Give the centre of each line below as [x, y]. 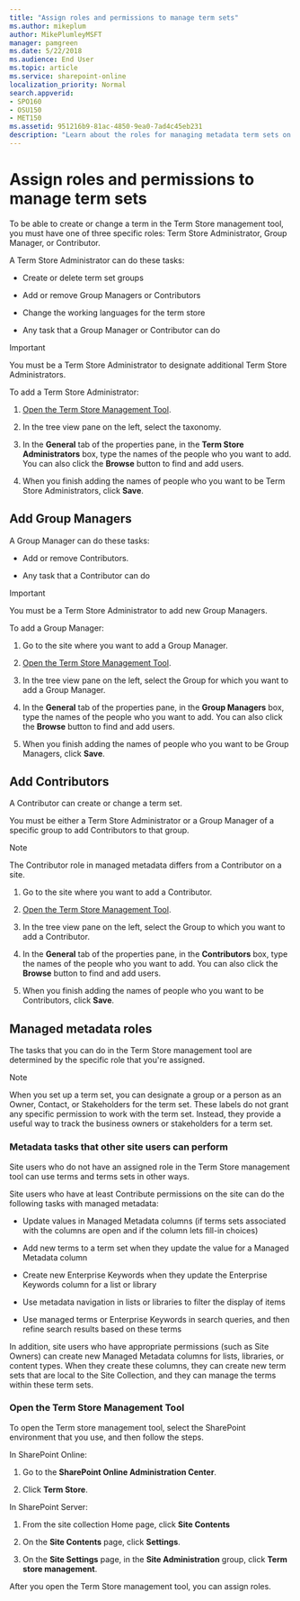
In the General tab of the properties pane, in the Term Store [133, 444]
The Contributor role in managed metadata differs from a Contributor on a [146, 865]
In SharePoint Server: [49, 1506]
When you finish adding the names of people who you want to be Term [154, 481]
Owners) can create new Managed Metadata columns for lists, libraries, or [147, 1356]
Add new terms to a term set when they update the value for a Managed [155, 1248]
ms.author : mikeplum [48, 26]
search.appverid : [42, 93]
